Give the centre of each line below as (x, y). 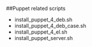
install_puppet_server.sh (44, 38)
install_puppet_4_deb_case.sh (50, 26)
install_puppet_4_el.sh (41, 32)
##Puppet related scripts (36, 8)
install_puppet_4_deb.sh (43, 19)
